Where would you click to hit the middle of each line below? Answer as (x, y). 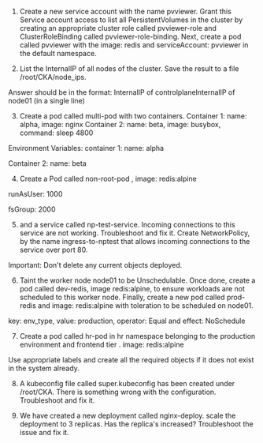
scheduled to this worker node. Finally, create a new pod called (122, 297)
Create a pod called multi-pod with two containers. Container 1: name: (133, 116)
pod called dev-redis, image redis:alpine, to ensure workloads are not (132, 289)
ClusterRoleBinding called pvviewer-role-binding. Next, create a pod (130, 36)
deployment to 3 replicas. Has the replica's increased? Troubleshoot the (136, 424)
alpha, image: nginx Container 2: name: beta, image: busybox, (120, 124)
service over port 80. (54, 250)
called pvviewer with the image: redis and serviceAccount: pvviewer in (134, 45)
